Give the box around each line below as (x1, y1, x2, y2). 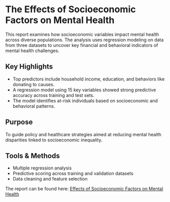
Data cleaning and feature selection (12, 176, 88, 182)
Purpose (5, 118, 33, 127)
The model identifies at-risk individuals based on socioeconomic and (12, 97, 158, 104)
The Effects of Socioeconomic (5, 4, 136, 15)
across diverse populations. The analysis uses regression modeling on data (5, 37, 164, 43)
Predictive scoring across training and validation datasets (12, 170, 134, 176)
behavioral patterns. (12, 103, 55, 109)
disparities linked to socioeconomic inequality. (5, 137, 103, 143)
